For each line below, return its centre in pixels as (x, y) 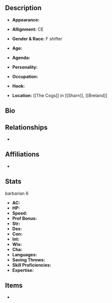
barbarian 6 (17, 193)
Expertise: (23, 270)
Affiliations (22, 154)
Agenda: (21, 58)
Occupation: (25, 76)
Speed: (20, 213)
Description (23, 8)
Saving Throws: (29, 260)
